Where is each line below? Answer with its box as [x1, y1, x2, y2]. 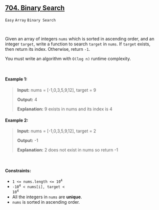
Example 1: [5, 76, 28, 82]
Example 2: [5, 117, 28, 123]
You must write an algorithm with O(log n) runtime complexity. [5, 56, 131, 62]
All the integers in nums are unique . [12, 194, 82, 200]
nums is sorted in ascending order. [12, 199, 80, 205]
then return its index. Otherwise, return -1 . [5, 46, 91, 52]
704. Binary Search [5, 4, 65, 12]
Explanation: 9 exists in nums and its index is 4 [17, 106, 113, 112]
